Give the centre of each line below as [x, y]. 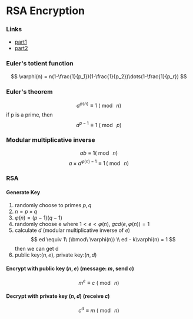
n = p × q [26, 212]
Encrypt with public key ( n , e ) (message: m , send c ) [70, 268]
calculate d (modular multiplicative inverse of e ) [72, 230]
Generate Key [23, 192]
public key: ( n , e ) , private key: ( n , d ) [56, 255]
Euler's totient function [40, 64]
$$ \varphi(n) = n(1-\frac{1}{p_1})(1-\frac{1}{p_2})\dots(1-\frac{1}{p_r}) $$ [99, 76]
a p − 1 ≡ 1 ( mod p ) [99, 124]
